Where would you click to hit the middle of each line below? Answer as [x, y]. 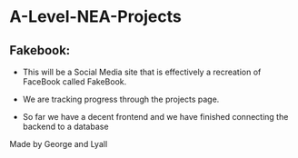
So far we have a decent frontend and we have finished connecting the [155, 117]
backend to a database [65, 126]
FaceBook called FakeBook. [74, 82]
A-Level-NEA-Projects [95, 17]
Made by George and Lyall [59, 144]
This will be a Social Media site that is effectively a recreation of [142, 72]
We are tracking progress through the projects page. [121, 99]
